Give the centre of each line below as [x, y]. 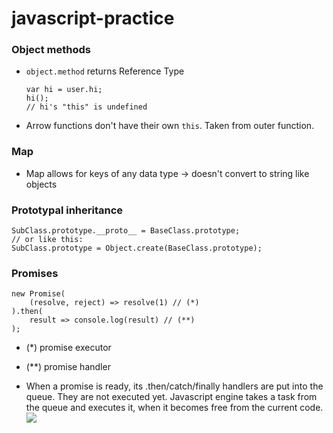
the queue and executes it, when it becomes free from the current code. [174, 408]
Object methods [51, 50]
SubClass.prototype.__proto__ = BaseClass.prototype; [126, 231]
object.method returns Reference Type [105, 71]
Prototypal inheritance [67, 210]
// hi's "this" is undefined [86, 107]
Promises [35, 273]
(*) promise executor [68, 348]
